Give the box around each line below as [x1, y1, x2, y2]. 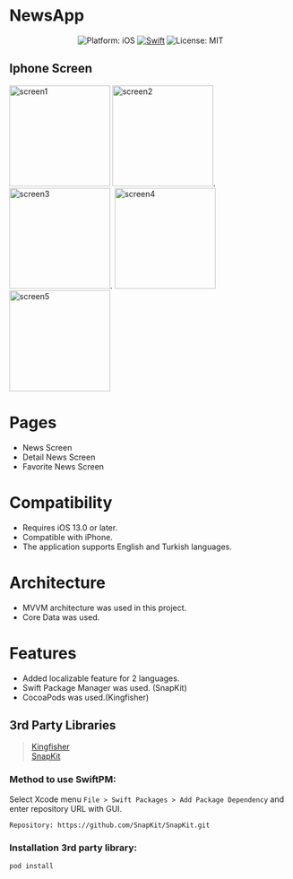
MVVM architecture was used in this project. [22, 602, 187, 613]
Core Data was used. [22, 611, 100, 623]
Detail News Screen [22, 452, 96, 462]
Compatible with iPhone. [22, 531, 114, 542]
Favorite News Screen [22, 461, 105, 471]
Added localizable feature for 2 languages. [22, 673, 180, 684]
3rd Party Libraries [9, 718, 116, 733]
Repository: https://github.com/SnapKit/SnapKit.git [9, 821, 211, 830]
